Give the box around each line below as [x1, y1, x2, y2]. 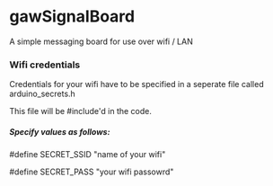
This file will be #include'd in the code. [9, 106, 153, 117]
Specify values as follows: [9, 126, 110, 137]
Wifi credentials [9, 58, 81, 71]
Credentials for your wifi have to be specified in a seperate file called [9, 79, 264, 90]
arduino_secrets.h [9, 88, 76, 100]
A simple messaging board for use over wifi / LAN [9, 36, 193, 47]
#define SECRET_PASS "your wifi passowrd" [9, 166, 174, 177]
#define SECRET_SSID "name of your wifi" [9, 149, 166, 160]
